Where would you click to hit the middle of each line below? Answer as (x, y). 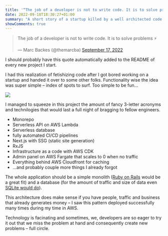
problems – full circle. (27, 228)
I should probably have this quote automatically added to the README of (80, 60)
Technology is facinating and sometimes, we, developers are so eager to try (83, 218)
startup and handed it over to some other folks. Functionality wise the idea (82, 80)
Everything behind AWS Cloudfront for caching (61, 162)
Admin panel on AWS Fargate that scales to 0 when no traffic (75, 157)
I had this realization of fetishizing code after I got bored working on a (77, 75)
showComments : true (25, 24)
